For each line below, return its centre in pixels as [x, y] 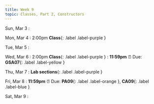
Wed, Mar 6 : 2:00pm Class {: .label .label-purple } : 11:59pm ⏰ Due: [74, 56]
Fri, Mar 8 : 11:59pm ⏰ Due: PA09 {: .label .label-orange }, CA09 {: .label [77, 81]
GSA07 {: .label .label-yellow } [35, 62]
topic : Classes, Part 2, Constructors [45, 14]
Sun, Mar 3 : [17, 28]
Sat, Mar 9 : [17, 96]
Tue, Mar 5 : [17, 47]
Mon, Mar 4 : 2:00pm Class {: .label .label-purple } [56, 38]
